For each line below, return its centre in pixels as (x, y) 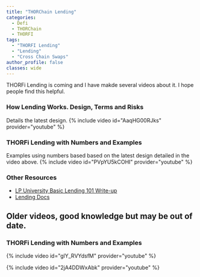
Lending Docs (32, 197)
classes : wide (24, 68)
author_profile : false (35, 62)
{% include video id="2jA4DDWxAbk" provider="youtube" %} (83, 267)
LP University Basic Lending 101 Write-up (66, 191)
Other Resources (32, 177)
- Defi (20, 23)
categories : (21, 18)
